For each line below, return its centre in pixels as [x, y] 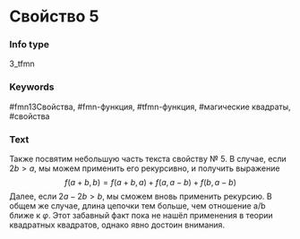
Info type [30, 45]
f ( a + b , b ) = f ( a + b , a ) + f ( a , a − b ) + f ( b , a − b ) [150, 183]
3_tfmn [22, 64]
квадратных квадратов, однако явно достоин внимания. [117, 225]
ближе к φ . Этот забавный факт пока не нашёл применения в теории [141, 216]
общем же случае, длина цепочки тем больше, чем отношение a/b [137, 206]
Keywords [32, 87]
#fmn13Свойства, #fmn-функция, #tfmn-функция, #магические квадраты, [150, 107]
